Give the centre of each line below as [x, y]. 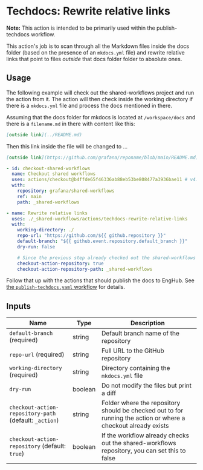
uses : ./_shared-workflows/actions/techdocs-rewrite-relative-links [100, 219]
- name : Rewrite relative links [47, 213]
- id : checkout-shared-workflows [48, 168]
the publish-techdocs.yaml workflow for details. [66, 287]
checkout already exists [135, 426]
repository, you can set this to [144, 451]
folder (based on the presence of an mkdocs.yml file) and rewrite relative [96, 52]
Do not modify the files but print [147, 386]
